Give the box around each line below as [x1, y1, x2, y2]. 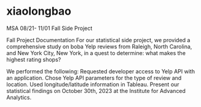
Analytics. [6, 94, 32, 101]
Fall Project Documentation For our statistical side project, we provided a [6, 36, 191, 43]
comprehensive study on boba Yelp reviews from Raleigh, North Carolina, [6, 43, 192, 50]
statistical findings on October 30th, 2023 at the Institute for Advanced [6, 87, 186, 94]
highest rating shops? [6, 56, 61, 63]
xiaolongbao [6, 4, 72, 18]
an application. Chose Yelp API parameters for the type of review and [6, 74, 182, 81]
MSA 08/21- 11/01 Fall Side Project [6, 24, 93, 32]
